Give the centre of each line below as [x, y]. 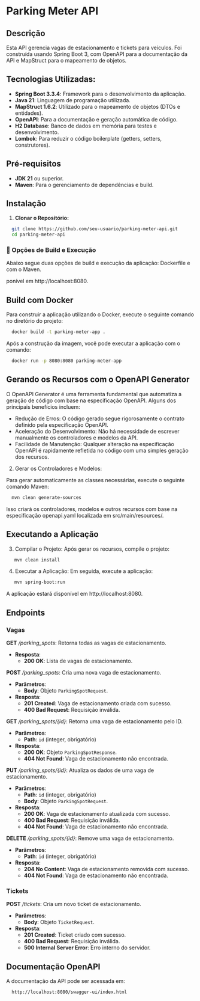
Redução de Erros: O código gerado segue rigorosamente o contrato [99, 418]
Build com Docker [40, 300]
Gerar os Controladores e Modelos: [58, 468]
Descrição [26, 33]
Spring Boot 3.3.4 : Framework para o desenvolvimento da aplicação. [100, 94]
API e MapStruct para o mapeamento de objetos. [66, 60]
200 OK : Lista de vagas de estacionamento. [78, 661]
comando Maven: [28, 486]
